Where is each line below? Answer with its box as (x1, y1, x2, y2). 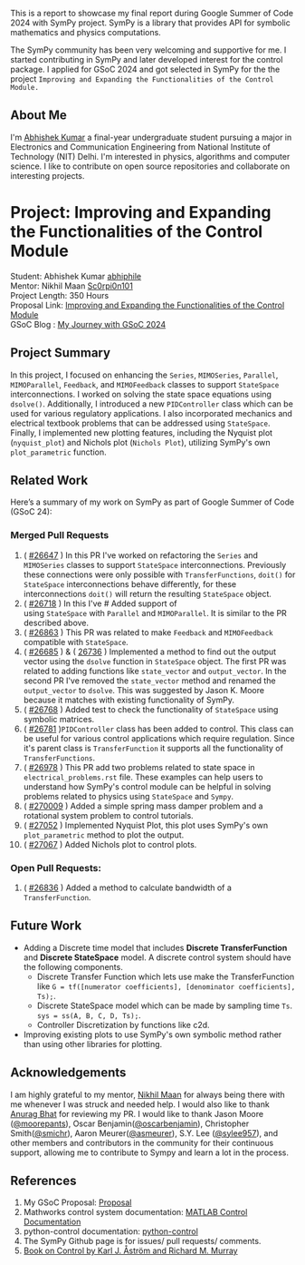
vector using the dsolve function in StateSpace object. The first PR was (23, 655, 287, 666)
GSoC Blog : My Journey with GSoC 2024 (10, 319, 167, 329)
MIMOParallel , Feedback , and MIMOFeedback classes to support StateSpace (10, 378, 280, 389)
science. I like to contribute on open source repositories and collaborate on (10, 161, 291, 172)
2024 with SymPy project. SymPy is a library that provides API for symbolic (10, 17, 291, 28)
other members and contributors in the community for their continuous (10, 1137, 274, 1148)
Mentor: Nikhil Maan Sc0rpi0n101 (10, 280, 134, 291)
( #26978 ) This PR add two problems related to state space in (23, 761, 256, 772)
